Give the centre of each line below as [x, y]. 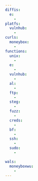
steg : [15, 102]
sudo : [15, 148]
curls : [12, 38]
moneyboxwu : [22, 166]
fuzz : [15, 111]
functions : [16, 51]
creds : [16, 120]
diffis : [13, 10]
